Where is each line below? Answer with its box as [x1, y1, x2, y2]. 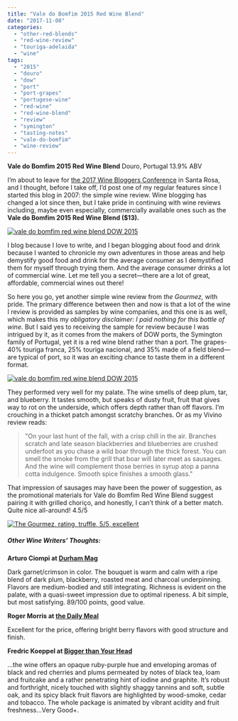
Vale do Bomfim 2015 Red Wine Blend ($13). [7, 214, 140, 222]
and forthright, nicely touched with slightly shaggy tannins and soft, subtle [7, 683, 225, 692]
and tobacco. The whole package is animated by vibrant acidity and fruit [7, 698, 220, 707]
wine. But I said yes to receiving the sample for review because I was [7, 322, 210, 331]
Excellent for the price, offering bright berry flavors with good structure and [7, 626, 229, 634]
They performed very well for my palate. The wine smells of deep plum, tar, [7, 388, 228, 396]
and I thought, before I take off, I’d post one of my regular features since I [7, 183, 222, 192]
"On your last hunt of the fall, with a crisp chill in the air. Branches [24, 432, 217, 440]
